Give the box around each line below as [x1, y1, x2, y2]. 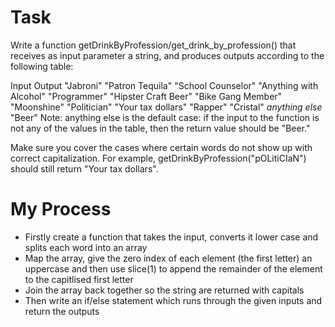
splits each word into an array [24, 241, 148, 253]
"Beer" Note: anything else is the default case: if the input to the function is [10, 111, 320, 123]
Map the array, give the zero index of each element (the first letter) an [24, 252, 313, 264]
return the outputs [24, 305, 100, 317]
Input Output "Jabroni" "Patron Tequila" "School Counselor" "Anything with [10, 79, 319, 91]
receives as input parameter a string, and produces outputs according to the [10, 49, 325, 61]
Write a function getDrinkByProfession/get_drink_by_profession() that [10, 39, 297, 51]
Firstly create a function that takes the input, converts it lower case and [24, 231, 319, 243]
